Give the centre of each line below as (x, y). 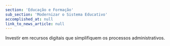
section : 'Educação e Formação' (39, 10)
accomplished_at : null (29, 19)
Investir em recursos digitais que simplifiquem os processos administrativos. (85, 38)
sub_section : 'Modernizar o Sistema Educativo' (57, 14)
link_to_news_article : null (35, 24)
